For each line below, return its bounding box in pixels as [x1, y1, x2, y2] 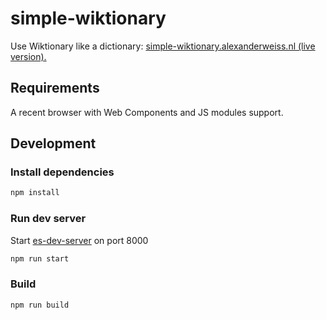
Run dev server [10, 212, 87, 226]
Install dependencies [10, 165, 115, 179]
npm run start [10, 253, 70, 264]
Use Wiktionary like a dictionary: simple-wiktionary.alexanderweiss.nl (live [10, 40, 316, 52]
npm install [10, 188, 60, 198]
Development [10, 135, 97, 152]
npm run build [10, 300, 70, 310]
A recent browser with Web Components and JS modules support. [10, 106, 284, 118]
